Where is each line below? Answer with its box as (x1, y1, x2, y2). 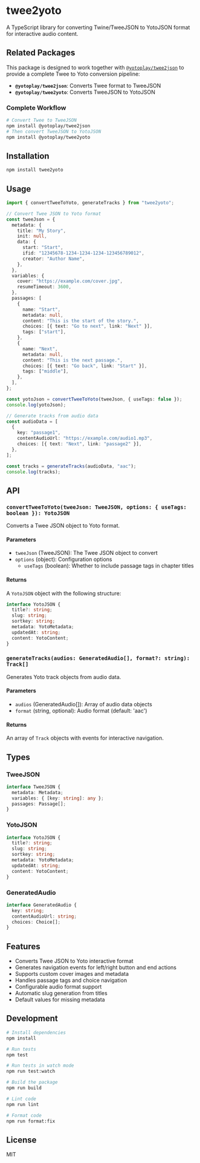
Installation (6, 151, 50, 161)
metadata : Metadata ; (11, 789, 63, 795)
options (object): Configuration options (15, 555, 113, 563)
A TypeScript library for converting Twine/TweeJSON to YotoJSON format (6, 24, 190, 31)
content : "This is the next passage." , (22, 357, 123, 363)
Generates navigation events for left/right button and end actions (15, 964, 177, 971)
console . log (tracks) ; (6, 469, 61, 475)
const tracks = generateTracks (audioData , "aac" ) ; (6, 463, 137, 469)
